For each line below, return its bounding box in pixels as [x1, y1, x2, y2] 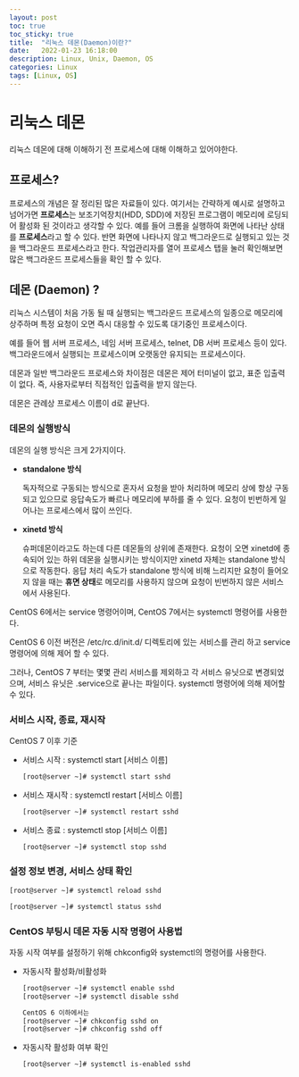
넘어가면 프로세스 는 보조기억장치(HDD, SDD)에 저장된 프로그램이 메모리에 [9, 209, 265, 220]
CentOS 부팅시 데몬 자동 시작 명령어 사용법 [9, 925, 183, 938]
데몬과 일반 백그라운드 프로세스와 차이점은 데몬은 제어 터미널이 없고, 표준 [9, 368, 262, 379]
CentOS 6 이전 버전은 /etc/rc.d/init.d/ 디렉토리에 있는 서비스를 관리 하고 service [9, 636, 291, 647]
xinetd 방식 [21, 523, 63, 534]
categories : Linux [9, 63, 78, 72]
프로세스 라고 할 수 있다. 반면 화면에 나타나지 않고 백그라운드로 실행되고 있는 [18, 231, 281, 242]
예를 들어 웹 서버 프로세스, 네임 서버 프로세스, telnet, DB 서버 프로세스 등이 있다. [9, 338, 287, 348]
